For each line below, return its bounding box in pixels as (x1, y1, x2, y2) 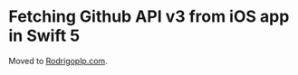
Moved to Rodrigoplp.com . (8, 55, 108, 66)
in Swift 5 (8, 25, 81, 46)
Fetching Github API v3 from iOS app (8, 6, 290, 27)
